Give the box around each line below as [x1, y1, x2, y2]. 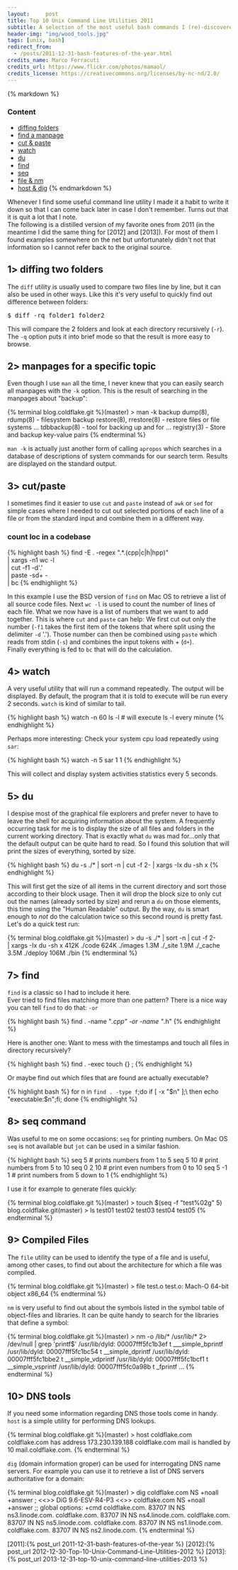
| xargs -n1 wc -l [7, 555, 55, 564]
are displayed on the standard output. [7, 459, 117, 468]
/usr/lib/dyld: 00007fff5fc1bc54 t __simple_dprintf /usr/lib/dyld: [7, 1347, 190, 1355]
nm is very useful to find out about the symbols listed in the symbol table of [7, 1303, 225, 1312]
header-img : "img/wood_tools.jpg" [7, 30, 110, 38]
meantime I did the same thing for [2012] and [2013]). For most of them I [7, 228, 218, 236]
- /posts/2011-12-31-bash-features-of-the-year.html [13, 50, 173, 58]
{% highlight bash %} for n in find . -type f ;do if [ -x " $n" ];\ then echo [7, 1087, 219, 1096]
